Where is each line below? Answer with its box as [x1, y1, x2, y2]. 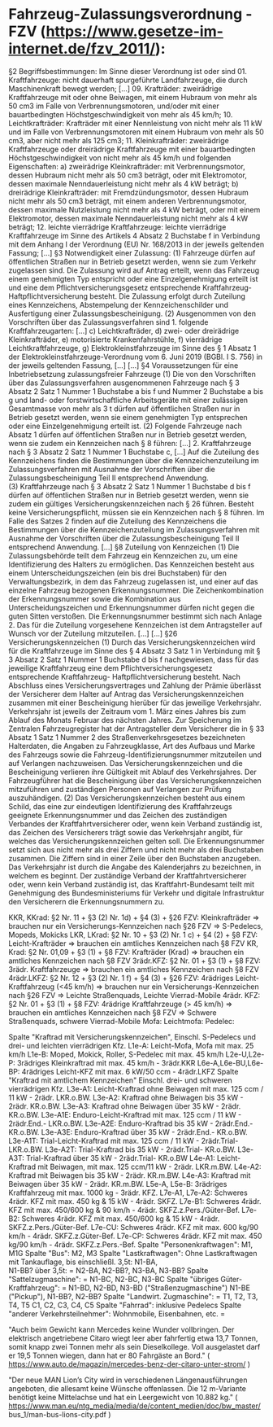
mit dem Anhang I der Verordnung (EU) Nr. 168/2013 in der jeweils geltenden [8, 239, 265, 249]
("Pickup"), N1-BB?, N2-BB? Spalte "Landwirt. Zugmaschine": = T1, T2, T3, [8, 1291, 258, 1301]
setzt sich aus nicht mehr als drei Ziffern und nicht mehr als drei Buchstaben [8, 844, 264, 855]
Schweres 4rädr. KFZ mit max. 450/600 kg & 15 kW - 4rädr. [21, 1214, 220, 1223]
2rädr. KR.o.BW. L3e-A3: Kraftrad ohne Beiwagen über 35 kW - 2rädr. [8, 1101, 241, 1111]
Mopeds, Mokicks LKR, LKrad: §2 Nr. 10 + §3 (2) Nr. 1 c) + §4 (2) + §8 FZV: [8, 930, 258, 939]
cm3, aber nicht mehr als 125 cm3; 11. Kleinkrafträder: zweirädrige [8, 135, 229, 145]
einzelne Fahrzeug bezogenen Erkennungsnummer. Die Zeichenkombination [8, 585, 264, 595]
